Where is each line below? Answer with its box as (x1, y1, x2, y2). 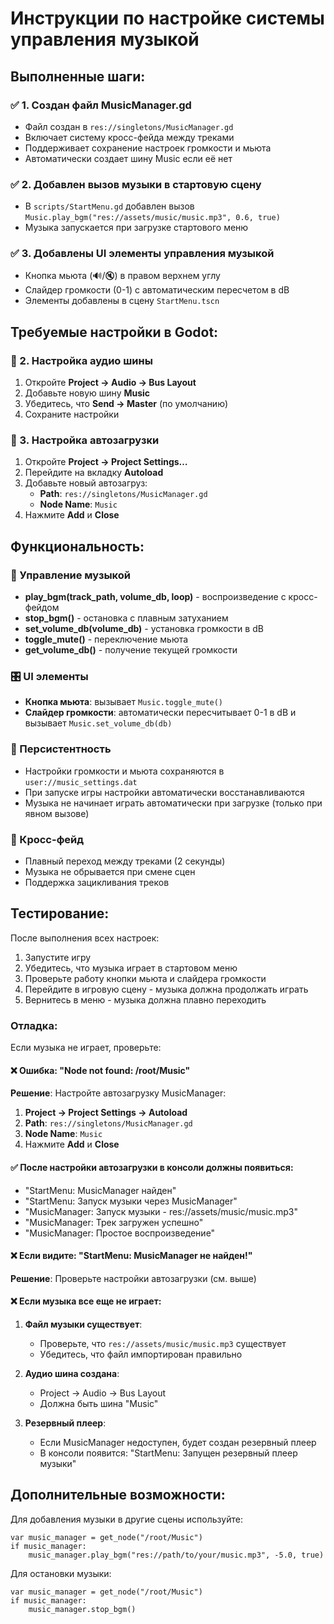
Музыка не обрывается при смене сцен (24, 866, 196, 878)
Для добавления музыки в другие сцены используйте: (10, 1513, 243, 1525)
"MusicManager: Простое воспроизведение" (24, 1227, 216, 1239)
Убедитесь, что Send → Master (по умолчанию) (24, 398, 229, 410)
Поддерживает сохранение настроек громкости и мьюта (24, 142, 272, 154)
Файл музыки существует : (24, 1318, 143, 1330)
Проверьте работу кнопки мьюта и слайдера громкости (24, 972, 267, 984)
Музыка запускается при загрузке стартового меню (24, 222, 249, 234)
